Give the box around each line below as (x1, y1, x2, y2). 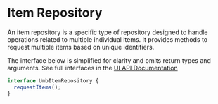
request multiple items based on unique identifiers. (7, 43, 155, 51)
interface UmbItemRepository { (7, 77, 99, 84)
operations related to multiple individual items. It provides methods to (7, 35, 208, 43)
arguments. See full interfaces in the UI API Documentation (7, 64, 178, 72)
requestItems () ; (13, 84, 61, 91)
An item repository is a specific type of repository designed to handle (7, 28, 209, 36)
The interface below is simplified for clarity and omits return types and (7, 56, 211, 64)
